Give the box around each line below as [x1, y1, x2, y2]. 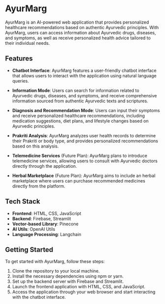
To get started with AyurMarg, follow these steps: [5, 259, 105, 265]
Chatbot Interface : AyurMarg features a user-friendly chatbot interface [12, 67, 157, 73]
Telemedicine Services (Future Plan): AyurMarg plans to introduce [12, 152, 147, 158]
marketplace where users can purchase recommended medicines [12, 178, 146, 183]
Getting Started [5, 245, 54, 254]
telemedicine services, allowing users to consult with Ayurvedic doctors [12, 158, 158, 164]
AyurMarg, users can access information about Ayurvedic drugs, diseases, [5, 30, 156, 35]
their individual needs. [5, 40, 50, 46]
